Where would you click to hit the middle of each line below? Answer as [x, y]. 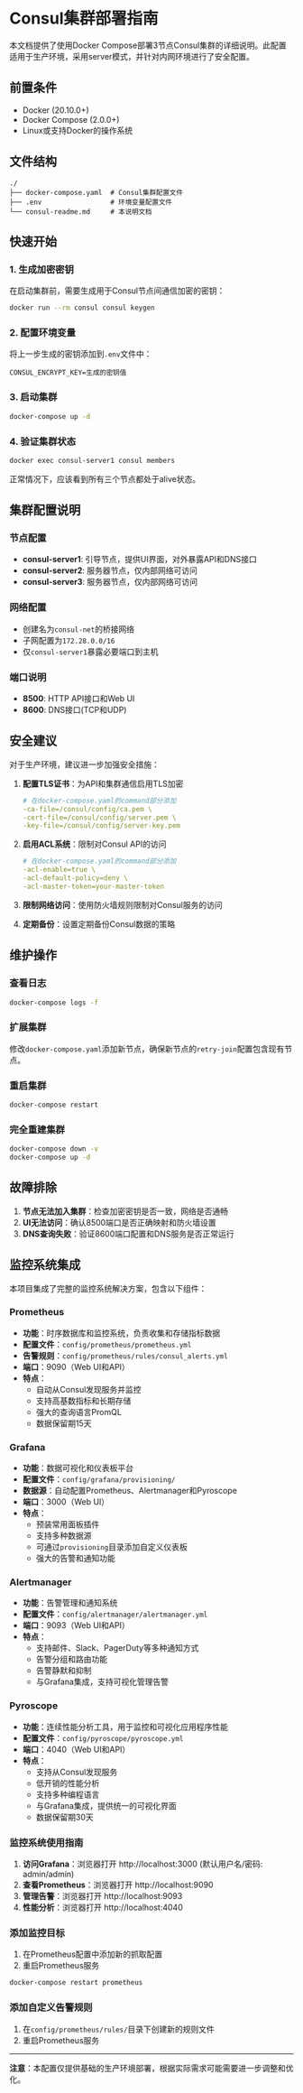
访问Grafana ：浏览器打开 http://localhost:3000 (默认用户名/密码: [142, 1864]
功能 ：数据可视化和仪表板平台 [78, 1468]
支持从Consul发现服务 [77, 1772]
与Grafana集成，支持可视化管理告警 [102, 1682]
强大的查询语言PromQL [78, 1412]
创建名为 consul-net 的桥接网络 [78, 629]
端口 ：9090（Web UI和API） [76, 1366]
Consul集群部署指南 [84, 19]
